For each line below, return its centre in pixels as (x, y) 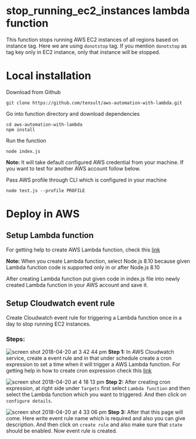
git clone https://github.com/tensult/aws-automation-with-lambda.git (94, 103)
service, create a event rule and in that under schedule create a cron (89, 358)
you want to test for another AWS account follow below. (73, 168)
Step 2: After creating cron (138, 382)
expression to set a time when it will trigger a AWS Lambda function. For (93, 364)
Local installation (49, 76)
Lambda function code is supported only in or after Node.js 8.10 (83, 267)
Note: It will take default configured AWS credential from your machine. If (95, 162)
